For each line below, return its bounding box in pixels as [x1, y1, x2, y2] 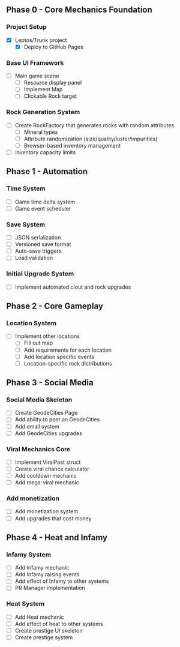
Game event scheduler [14, 205, 71, 212]
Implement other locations [14, 333, 80, 340]
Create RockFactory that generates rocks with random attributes [14, 121, 175, 128]
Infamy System [6, 550, 52, 559]
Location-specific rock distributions [23, 360, 112, 367]
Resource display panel [23, 79, 82, 86]
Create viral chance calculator [14, 465, 89, 472]
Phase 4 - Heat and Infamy [6, 532, 108, 543]
